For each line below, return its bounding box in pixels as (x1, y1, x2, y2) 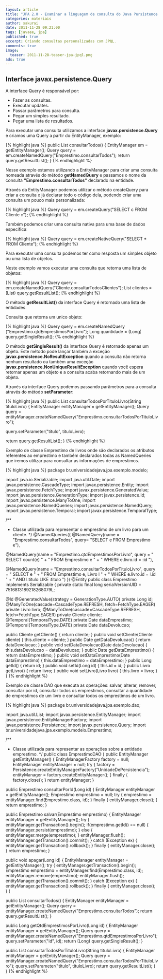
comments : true (5, 43, 36, 48)
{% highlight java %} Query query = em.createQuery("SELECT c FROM (5, 207, 147, 212)
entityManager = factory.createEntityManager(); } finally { (12, 772, 128, 778)
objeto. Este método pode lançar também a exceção (5, 349, 110, 355)
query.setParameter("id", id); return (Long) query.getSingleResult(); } (5, 938, 143, 944)
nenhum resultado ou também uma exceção (5, 359, 94, 365)
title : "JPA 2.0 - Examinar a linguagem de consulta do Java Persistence (5, 12, 158, 17)
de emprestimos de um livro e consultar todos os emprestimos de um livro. (5, 693, 155, 699)
